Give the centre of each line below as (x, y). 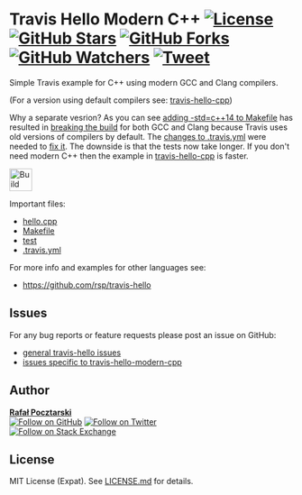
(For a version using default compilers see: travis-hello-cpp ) (121, 100)
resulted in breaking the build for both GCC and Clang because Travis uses (149, 127)
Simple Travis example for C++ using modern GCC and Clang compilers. (144, 82)
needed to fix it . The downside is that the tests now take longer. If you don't (150, 146)
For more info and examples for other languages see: (108, 267)
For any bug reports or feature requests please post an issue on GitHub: (143, 335)
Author (29, 391)
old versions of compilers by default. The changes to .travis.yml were (138, 136)
